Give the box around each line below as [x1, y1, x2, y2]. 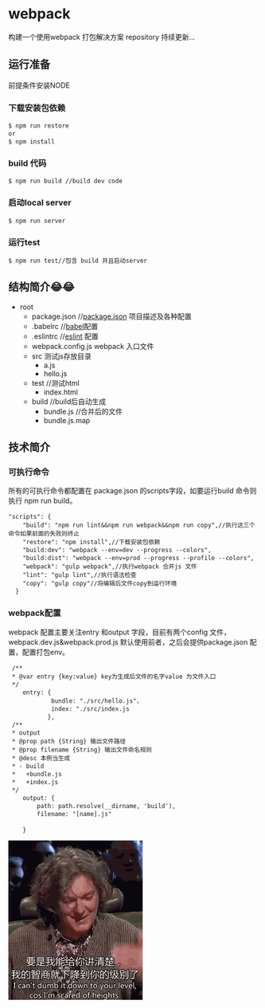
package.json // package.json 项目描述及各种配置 [31, 312, 193, 321]
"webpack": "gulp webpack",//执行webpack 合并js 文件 [22, 563, 197, 571]
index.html [43, 387, 78, 397]
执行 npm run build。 [8, 496, 77, 506]
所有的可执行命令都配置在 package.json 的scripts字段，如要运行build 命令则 [8, 486, 257, 496]
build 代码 [8, 157, 47, 168]
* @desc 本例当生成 [11, 754, 70, 762]
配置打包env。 [21, 647, 70, 657]
